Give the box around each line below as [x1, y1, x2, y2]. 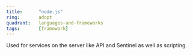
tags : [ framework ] [6, 25, 69, 32]
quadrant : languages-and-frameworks [6, 20, 103, 26]
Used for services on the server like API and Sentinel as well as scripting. [6, 42, 188, 49]
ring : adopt [6, 14, 52, 20]
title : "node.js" [6, 8, 63, 15]
